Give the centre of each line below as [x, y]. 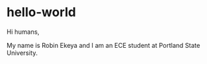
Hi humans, [23, 32]
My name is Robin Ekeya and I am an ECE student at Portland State [103, 45]
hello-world [42, 12]
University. [22, 53]
